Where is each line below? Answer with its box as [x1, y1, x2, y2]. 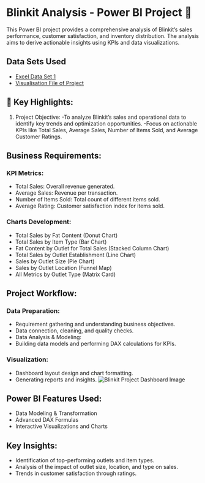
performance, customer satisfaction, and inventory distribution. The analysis [6, 32, 199, 39]
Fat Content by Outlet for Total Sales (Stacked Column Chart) [15, 244, 170, 252]
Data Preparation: [6, 306, 60, 315]
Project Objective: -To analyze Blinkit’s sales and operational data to [15, 113, 187, 121]
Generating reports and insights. [15, 376, 97, 383]
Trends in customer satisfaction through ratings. [15, 470, 136, 477]
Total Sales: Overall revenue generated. [15, 183, 115, 190]
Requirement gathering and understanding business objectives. [15, 321, 176, 328]
